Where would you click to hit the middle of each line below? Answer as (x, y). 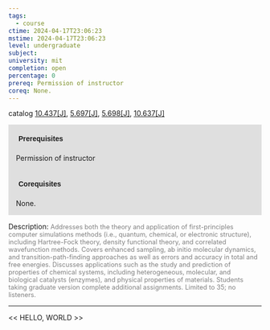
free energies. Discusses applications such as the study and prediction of (120, 265)
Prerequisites (41, 139)
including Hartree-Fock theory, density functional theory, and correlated (117, 242)
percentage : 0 (32, 76)
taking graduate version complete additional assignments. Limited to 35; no (122, 288)
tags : (17, 16)
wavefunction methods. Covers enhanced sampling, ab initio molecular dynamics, (132, 250)
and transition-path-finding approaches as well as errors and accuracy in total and (133, 257)
